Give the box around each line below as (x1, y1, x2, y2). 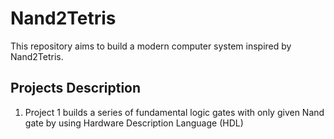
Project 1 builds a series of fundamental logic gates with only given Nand (24, 106, 325, 118)
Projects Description (10, 80, 142, 97)
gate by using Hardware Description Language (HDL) (24, 117, 244, 129)
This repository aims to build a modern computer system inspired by (10, 40, 292, 52)
